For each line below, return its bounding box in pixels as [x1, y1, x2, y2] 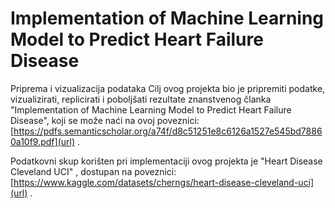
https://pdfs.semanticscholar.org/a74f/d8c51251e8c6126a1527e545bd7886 [13, 125, 323, 137]
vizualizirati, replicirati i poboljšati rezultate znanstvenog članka [10, 93, 272, 105]
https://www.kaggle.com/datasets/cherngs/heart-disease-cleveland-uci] [13, 176, 315, 188]
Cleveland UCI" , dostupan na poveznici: [10, 165, 177, 177]
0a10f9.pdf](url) [10, 135, 76, 147]
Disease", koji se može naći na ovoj [10, 114, 155, 126]
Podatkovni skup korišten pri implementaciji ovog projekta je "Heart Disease [10, 155, 323, 167]
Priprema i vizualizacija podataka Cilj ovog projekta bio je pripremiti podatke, [10, 82, 326, 94]
